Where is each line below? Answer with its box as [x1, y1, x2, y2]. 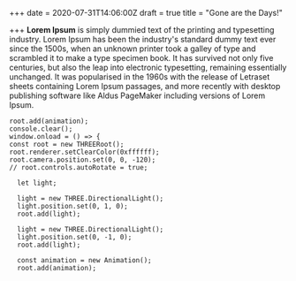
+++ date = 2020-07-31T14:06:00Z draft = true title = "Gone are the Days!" [9, 8, 283, 18]
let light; [17, 178, 57, 187]
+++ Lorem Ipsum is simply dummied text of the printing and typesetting [9, 25, 275, 34]
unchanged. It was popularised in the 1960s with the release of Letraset [9, 72, 270, 82]
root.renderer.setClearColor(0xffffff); [9, 148, 161, 156]
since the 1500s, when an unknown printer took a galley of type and [9, 43, 256, 54]
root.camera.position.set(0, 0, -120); [9, 156, 156, 164]
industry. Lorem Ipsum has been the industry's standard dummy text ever [9, 34, 277, 44]
